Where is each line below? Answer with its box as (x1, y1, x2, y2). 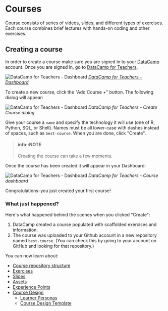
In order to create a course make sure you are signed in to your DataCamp (5, 59, 160, 65)
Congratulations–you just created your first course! (5, 188, 111, 194)
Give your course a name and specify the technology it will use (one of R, (5, 119, 155, 125)
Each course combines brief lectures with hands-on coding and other (5, 25, 150, 31)
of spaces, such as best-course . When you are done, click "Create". (5, 130, 146, 136)
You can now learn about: (5, 253, 59, 259)
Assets (12, 279, 27, 285)
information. (12, 227, 38, 233)
